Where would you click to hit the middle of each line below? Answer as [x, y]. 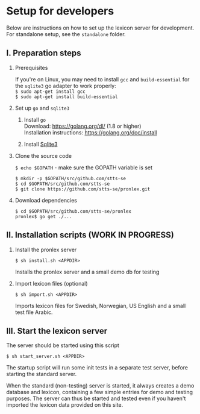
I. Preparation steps [44, 53]
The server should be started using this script [63, 345]
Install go [35, 119]
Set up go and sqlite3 [42, 108]
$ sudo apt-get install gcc [50, 92]
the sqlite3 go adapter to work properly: [65, 86]
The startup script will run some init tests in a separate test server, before [97, 368]
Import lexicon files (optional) [52, 283]
